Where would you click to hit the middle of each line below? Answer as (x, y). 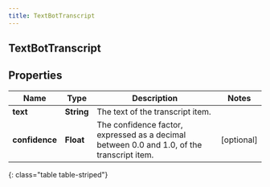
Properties (35, 76)
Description (155, 98)
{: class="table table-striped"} (58, 174)
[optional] (239, 140)
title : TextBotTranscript (51, 16)
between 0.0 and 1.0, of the (149, 144)
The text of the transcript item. (153, 112)
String (77, 112)
